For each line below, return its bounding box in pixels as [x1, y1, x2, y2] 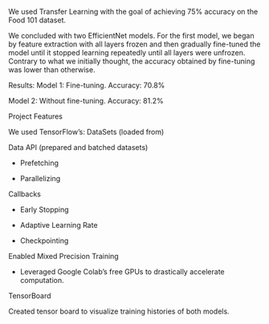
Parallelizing [19, 174, 61, 183]
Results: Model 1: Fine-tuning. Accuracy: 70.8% [8, 80, 165, 90]
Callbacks [8, 189, 42, 199]
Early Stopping [19, 205, 70, 214]
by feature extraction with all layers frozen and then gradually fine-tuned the [8, 39, 261, 49]
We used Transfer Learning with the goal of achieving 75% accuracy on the [8, 7, 259, 16]
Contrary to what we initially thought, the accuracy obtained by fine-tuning [8, 56, 255, 66]
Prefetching [19, 158, 59, 168]
